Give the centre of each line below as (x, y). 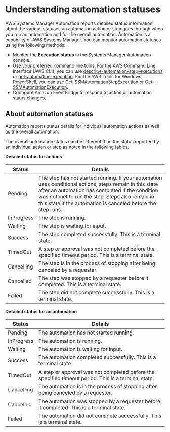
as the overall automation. (32, 131)
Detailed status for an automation (41, 311)
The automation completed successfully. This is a (97, 357)
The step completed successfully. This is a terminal (100, 234)
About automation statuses (49, 114)
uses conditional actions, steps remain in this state (98, 184)
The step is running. (62, 218)
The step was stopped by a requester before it (93, 278)
